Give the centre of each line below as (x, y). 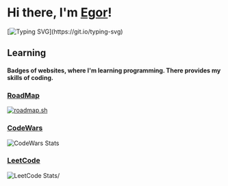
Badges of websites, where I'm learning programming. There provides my (114, 70)
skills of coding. (30, 77)
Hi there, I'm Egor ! (60, 13)
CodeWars (25, 128)
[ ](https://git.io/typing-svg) (65, 31)
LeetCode (24, 161)
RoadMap (23, 95)
